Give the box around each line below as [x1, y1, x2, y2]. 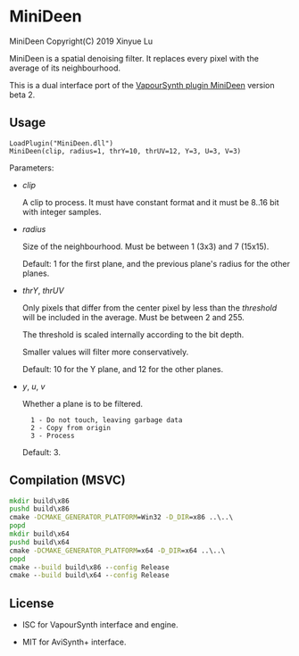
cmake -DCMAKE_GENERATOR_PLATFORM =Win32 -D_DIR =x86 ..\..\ [9, 513, 234, 522]
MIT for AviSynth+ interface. [21, 636, 127, 648]
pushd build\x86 [9, 504, 70, 514]
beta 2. [9, 89, 36, 100]
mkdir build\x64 [9, 529, 70, 539]
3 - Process [30, 431, 75, 440]
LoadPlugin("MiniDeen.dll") [9, 138, 114, 148]
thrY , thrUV [21, 285, 64, 295]
